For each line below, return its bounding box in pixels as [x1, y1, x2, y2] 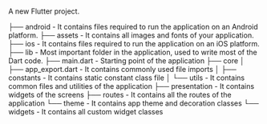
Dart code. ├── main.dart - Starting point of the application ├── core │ [8, 56, 245, 66]
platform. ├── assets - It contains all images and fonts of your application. [8, 30, 254, 40]
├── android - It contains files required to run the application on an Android [8, 22, 258, 32]
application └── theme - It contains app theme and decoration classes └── [8, 98, 259, 108]
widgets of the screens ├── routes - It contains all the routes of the [8, 90, 232, 100]
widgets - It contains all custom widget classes [8, 107, 164, 117]
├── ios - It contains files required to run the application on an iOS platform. [8, 39, 260, 49]
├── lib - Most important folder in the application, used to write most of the [8, 47, 258, 58]
